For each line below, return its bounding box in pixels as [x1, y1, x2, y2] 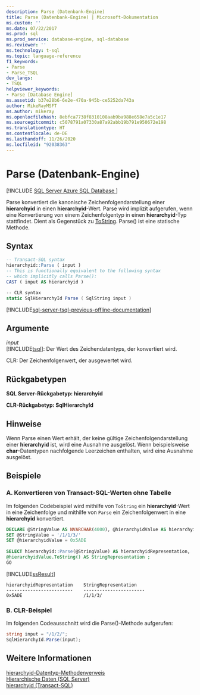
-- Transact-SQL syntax [6, 257, 65, 263]
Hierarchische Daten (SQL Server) [6, 675, 90, 682]
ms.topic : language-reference [6, 53, 82, 59]
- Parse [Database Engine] [6, 92, 73, 98]
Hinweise [6, 419, 42, 429]
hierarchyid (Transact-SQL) [6, 681, 73, 688]
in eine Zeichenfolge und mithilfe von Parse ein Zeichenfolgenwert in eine [6, 509, 186, 516]
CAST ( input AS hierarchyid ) [6, 279, 84, 285]
